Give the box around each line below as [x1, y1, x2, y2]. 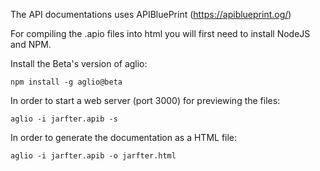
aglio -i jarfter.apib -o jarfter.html [10, 151, 177, 161]
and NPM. [10, 39, 52, 50]
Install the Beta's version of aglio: [10, 58, 148, 69]
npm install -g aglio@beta [10, 77, 123, 87]
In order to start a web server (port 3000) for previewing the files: [10, 95, 281, 106]
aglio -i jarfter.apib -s [10, 114, 118, 124]
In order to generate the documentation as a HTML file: [10, 132, 238, 143]
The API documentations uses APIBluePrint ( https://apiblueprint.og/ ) [10, 9, 292, 20]
